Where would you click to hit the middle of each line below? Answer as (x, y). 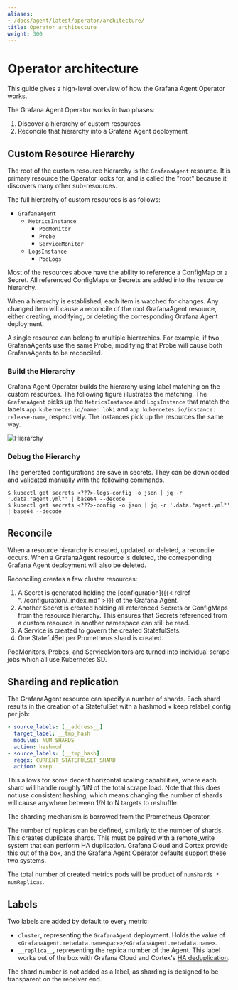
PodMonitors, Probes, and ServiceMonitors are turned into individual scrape (119, 652)
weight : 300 (25, 34)
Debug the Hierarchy (44, 457)
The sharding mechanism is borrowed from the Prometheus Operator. (109, 817)
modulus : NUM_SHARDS (44, 740)
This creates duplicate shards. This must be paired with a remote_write (111, 838)
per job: (19, 714)
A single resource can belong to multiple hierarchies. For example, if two (113, 338)
